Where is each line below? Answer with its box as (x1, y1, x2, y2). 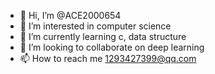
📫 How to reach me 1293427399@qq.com (19, 53, 197, 64)
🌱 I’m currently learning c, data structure (19, 31, 187, 42)
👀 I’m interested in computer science (19, 20, 172, 32)
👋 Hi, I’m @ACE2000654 (19, 10, 122, 21)
